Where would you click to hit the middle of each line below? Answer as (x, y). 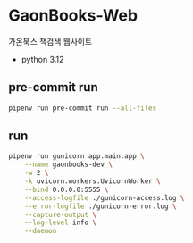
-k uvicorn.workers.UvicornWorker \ (93, 181)
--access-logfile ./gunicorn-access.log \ (105, 197)
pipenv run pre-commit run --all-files (83, 108)
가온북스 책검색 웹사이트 (50, 41)
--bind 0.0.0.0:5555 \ (67, 189)
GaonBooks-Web (73, 16)
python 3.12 (42, 59)
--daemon (41, 231)
